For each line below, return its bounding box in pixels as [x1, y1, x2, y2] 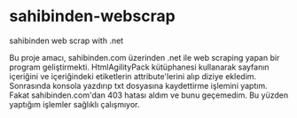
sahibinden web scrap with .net [9, 35, 124, 46]
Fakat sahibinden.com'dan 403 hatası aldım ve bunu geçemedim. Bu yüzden [9, 90, 289, 100]
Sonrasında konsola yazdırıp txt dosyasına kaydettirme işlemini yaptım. [9, 80, 268, 91]
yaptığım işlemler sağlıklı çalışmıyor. [9, 99, 140, 109]
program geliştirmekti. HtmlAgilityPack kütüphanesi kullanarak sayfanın [9, 62, 270, 72]
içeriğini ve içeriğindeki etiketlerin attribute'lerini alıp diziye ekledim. [9, 70, 257, 81]
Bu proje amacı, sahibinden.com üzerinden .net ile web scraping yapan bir [9, 52, 280, 63]
